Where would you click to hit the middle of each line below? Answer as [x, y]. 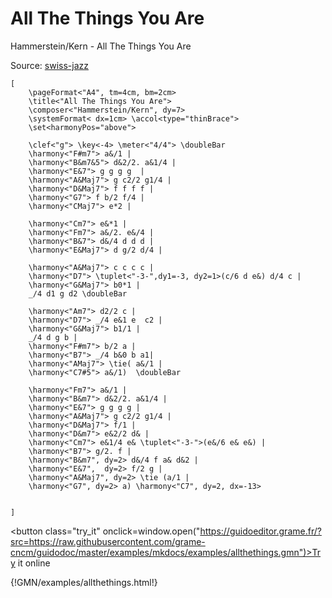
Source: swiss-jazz [49, 65]
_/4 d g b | [53, 337]
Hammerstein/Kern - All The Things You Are [101, 46]
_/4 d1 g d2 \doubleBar [78, 293]
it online [34, 563]
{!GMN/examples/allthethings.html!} [84, 582]
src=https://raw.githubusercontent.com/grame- [108, 541]
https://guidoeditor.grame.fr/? [260, 531]
